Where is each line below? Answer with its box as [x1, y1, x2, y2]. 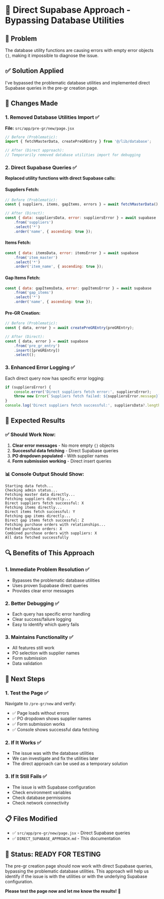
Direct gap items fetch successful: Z [5, 518, 84, 523]
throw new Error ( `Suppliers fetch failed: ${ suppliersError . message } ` [14, 394, 161, 399]
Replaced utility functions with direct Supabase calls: [5, 175, 116, 181]
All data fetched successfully [5, 535, 69, 540]
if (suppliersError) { [5, 385, 51, 389]
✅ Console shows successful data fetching [12, 726, 99, 732]
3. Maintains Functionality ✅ [5, 634, 74, 641]
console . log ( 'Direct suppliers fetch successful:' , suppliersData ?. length [5, 403, 161, 408]
